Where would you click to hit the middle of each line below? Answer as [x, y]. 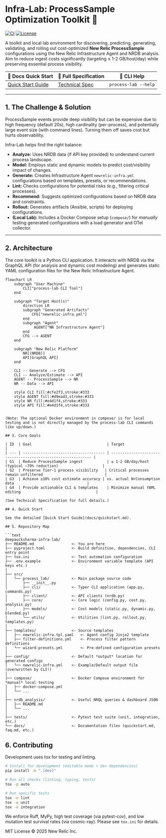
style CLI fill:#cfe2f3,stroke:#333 [52, 392]
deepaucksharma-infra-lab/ [33, 540]
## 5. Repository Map [27, 526]
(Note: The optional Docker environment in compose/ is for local [75, 418]
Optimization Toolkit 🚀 [51, 20]
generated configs [24, 661]
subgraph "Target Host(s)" [42, 301]
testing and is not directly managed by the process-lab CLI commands [79, 422]
